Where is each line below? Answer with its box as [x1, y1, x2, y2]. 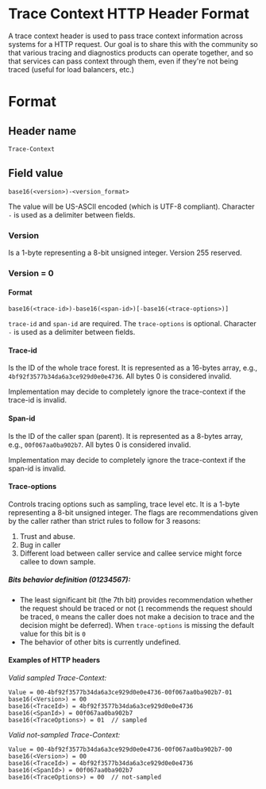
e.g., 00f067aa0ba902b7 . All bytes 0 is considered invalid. [8, 440, 191, 449]
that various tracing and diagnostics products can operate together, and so [8, 48, 254, 57]
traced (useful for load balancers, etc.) [8, 64, 135, 74]
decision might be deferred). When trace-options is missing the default [19, 620, 254, 629]
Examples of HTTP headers [8, 656, 101, 665]
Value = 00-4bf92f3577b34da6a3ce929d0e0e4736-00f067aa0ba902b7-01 [8, 688, 233, 696]
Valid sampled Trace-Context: [8, 672, 107, 683]
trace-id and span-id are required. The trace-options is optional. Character [8, 319, 256, 329]
